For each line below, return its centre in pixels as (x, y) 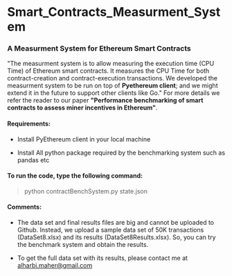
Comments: (25, 207)
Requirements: (29, 124)
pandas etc (33, 159)
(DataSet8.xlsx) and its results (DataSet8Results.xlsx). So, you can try (116, 237)
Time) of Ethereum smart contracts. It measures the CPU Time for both (108, 71)
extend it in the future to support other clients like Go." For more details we (114, 93)
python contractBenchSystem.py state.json (86, 191)
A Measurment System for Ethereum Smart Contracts (99, 49)
